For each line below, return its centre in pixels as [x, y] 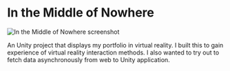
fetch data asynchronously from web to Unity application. [88, 59]
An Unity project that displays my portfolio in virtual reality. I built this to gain [115, 45]
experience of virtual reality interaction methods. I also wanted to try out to [113, 52]
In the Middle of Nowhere [81, 13]
